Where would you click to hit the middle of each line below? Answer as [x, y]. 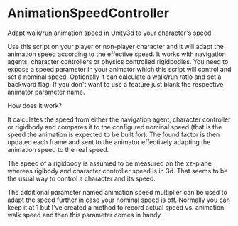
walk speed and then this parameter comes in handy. [85, 215]
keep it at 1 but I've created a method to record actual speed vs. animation [116, 207]
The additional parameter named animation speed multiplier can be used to [117, 192]
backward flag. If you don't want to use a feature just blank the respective [115, 84]
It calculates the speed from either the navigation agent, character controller [119, 119]
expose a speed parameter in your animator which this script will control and [119, 69]
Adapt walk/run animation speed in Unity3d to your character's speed [109, 33]
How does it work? [35, 105]
